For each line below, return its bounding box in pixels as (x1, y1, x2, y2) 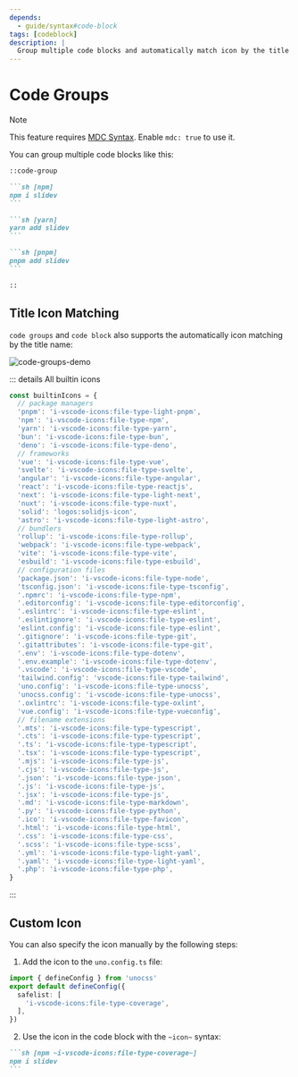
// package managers (17, 399, 94, 408)
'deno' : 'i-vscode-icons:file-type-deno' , (17, 440, 178, 450)
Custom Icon (9, 915, 82, 930)
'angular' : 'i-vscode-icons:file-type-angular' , (17, 474, 202, 483)
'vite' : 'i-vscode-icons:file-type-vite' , (17, 549, 178, 558)
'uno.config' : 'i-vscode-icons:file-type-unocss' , (17, 682, 210, 691)
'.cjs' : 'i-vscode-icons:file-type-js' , (17, 765, 170, 774)
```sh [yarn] (9, 216, 58, 225)
